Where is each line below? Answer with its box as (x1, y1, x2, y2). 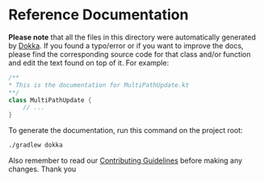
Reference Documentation (8, 6, 189, 24)
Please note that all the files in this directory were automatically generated (8, 32, 256, 42)
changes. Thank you (8, 164, 77, 174)
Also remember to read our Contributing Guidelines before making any (8, 155, 243, 166)
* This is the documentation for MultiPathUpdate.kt (8, 81, 190, 89)
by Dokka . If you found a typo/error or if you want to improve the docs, (8, 40, 244, 50)
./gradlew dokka (8, 141, 63, 150)
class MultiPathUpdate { (8, 96, 92, 104)
